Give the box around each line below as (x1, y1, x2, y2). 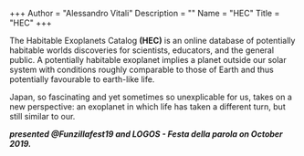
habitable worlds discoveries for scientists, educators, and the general (9, 45, 275, 56)
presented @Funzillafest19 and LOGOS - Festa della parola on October (9, 129, 283, 140)
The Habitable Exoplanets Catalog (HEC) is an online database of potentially (9, 36, 296, 46)
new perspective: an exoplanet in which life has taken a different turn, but (9, 101, 286, 112)
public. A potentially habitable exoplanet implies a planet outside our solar (9, 55, 287, 65)
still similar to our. (9, 111, 76, 121)
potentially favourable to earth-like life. (9, 74, 155, 85)
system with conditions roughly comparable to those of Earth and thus (9, 64, 274, 75)
